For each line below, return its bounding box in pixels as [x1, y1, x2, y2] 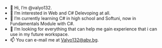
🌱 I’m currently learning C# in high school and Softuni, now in [9, 15, 136, 21]
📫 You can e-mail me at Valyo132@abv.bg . [9, 37, 99, 42]
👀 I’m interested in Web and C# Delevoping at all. [9, 10, 111, 16]
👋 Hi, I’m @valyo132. [9, 5, 52, 10]
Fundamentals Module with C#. [9, 20, 74, 26]
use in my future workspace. [9, 31, 69, 37]
